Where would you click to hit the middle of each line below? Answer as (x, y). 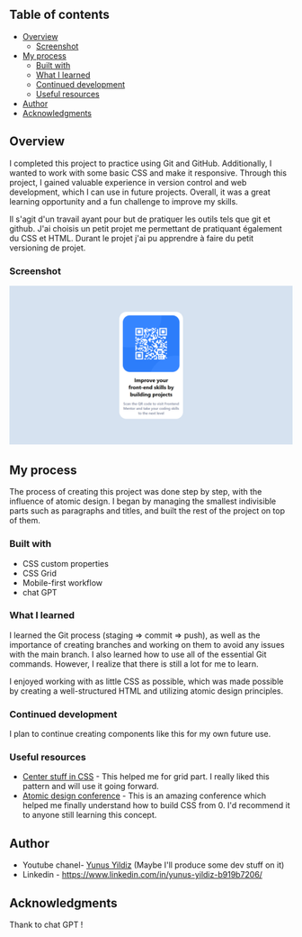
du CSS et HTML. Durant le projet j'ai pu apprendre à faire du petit (132, 238)
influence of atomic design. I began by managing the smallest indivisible (143, 501)
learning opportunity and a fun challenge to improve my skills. (124, 201)
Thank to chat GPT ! (46, 925)
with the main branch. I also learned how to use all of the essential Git (138, 654)
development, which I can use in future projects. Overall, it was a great (140, 192)
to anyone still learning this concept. (89, 815)
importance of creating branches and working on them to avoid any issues (147, 644)
